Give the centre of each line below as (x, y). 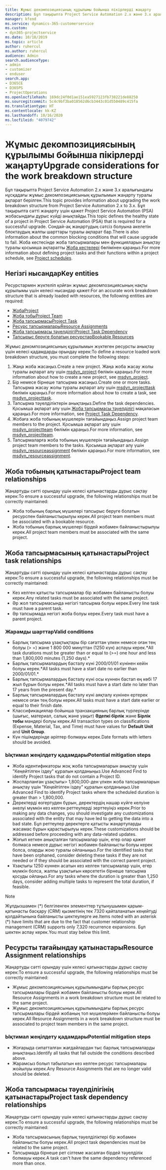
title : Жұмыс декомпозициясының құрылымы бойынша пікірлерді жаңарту (78, 10)
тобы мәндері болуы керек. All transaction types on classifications (81, 721)
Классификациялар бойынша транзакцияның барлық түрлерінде (81, 711)
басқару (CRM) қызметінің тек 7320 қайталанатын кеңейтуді (93, 911)
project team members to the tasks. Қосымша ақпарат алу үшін (78, 445)
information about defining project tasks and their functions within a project (82, 253)
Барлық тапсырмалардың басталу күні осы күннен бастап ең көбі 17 (84, 679)
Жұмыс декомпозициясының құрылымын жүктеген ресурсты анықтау (80, 347)
